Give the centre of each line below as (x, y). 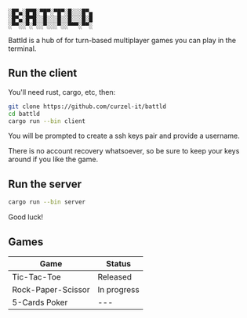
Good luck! (26, 217)
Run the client (43, 73)
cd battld (24, 114)
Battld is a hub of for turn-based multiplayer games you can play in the (122, 40)
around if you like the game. (53, 159)
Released (114, 276)
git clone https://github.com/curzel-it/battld (87, 107)
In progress (118, 289)
